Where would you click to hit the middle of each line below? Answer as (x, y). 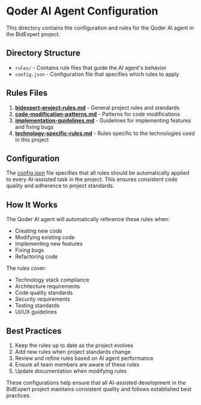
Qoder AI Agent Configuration (82, 11)
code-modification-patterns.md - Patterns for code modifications (97, 114)
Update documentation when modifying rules (71, 371)
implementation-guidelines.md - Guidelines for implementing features (103, 120)
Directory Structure (43, 53)
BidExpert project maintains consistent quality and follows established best (99, 389)
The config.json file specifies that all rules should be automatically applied (98, 173)
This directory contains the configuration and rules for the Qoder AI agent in (100, 28)
